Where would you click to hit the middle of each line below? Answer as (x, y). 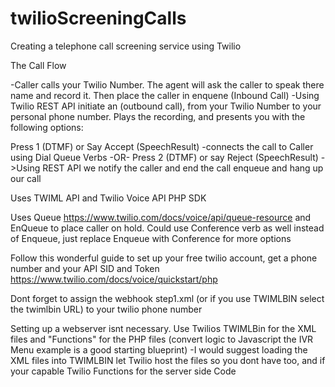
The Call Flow (38, 65)
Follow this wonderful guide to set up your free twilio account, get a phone (164, 258)
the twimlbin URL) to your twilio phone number (106, 309)
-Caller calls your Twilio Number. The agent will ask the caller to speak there (167, 84)
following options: (47, 127)
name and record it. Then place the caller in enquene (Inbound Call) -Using (165, 95)
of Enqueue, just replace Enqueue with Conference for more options (151, 238)
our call (26, 178)
